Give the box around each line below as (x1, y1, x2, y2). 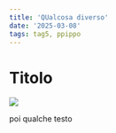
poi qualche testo (9, 113, 73, 124)
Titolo (9, 67, 53, 88)
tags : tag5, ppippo (9, 29, 81, 38)
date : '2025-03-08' (9, 21, 81, 30)
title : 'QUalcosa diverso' (9, 12, 109, 22)
